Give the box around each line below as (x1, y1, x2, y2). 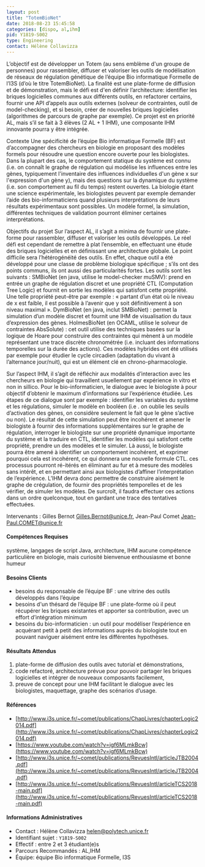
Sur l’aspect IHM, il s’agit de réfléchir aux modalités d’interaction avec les (6, 370, 191, 377)
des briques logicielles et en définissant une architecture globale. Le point (6, 247, 193, 254)
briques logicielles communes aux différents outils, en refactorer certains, (6, 93, 193, 100)
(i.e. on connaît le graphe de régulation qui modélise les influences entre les (6, 163, 198, 171)
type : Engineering (6, 37, 53, 44)
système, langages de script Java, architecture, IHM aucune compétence (6, 547, 192, 554)
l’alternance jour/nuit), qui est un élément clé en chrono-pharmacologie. (6, 358, 188, 366)
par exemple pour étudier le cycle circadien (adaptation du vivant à (6, 351, 176, 359)
